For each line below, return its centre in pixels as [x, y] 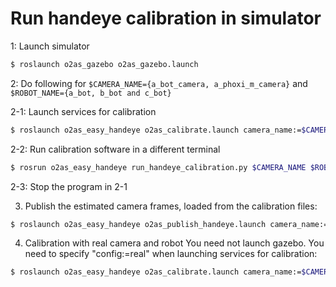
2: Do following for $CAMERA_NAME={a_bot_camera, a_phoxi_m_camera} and [159, 83]
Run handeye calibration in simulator [166, 18]
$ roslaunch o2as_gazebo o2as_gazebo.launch [104, 64]
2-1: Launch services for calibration [83, 111]
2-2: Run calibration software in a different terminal [115, 149]
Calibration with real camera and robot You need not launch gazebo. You [174, 243]
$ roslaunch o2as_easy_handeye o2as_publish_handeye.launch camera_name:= [169, 224]
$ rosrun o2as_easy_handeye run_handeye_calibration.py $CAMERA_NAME [158, 167]
